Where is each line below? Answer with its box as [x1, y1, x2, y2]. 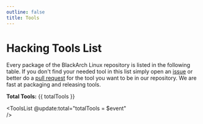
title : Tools [6, 15, 40, 21]
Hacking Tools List [6, 41, 102, 55]
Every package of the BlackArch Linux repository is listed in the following [6, 61, 191, 69]
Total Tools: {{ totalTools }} [6, 93, 75, 100]
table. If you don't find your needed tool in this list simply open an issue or [6, 68, 193, 76]
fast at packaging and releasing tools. [6, 81, 102, 88]
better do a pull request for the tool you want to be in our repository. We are [6, 74, 197, 82]
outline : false [6, 9, 45, 15]
